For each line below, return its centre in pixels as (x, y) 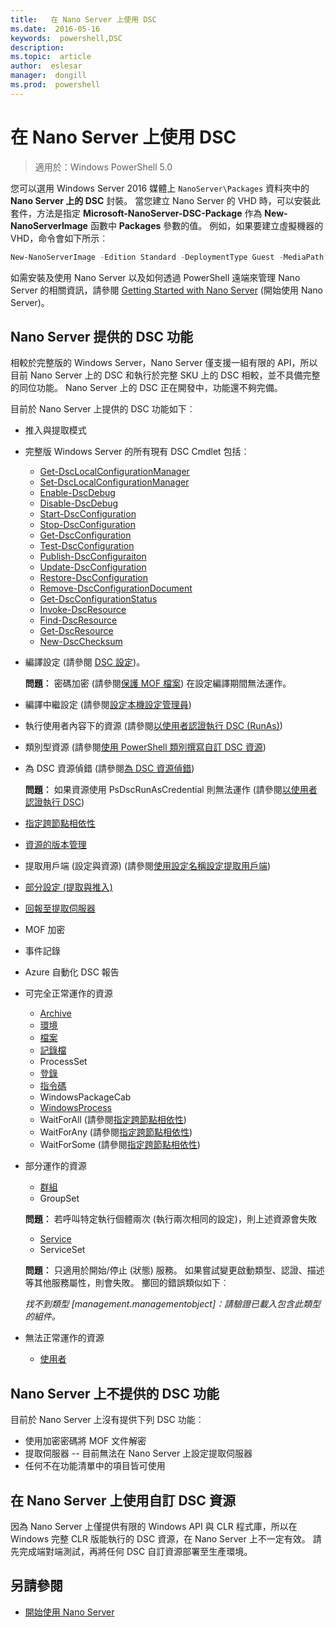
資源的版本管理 (55, 845)
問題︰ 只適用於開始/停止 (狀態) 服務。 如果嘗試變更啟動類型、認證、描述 (174, 1270)
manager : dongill (48, 76)
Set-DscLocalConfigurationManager (114, 482)
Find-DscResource (78, 620)
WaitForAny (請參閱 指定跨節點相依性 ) (116, 1132)
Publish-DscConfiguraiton (93, 557)
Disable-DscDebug (79, 503)
